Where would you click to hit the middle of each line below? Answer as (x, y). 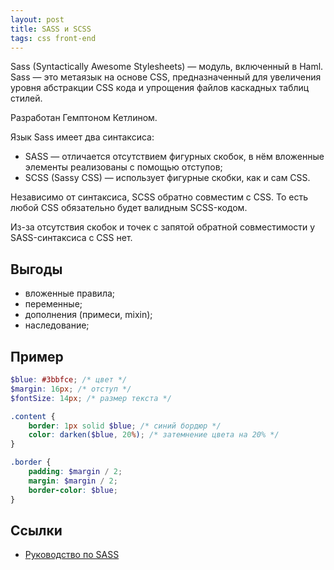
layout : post (37, 19)
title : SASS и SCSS (51, 29)
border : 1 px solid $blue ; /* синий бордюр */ (125, 426)
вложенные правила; (70, 293)
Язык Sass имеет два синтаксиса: (82, 137)
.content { (33, 416)
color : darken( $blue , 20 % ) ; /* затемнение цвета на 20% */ (154, 435)
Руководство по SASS (72, 555)
